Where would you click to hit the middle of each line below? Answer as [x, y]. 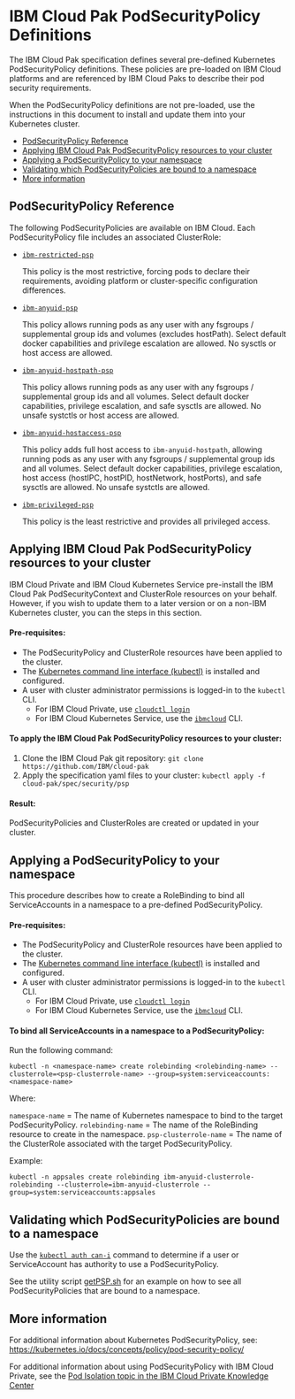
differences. [44, 290]
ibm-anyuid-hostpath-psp [68, 370]
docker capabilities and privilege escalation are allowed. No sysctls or [149, 343]
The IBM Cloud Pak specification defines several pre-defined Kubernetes [142, 59]
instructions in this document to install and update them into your [127, 114]
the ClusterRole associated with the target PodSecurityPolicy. [121, 1144]
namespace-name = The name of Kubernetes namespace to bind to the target [146, 1116]
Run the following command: [61, 1050]
